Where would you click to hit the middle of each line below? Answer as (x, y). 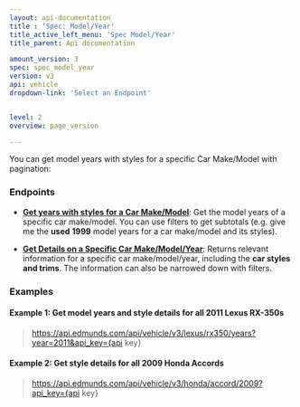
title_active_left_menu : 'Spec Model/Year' (93, 34)
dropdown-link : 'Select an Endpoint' (80, 93)
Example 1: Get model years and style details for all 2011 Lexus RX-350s (147, 313)
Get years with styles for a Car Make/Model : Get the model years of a (154, 212)
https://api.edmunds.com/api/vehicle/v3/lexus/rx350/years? (144, 333)
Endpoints (33, 193)
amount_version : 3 (44, 60)
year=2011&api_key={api (77, 342)
